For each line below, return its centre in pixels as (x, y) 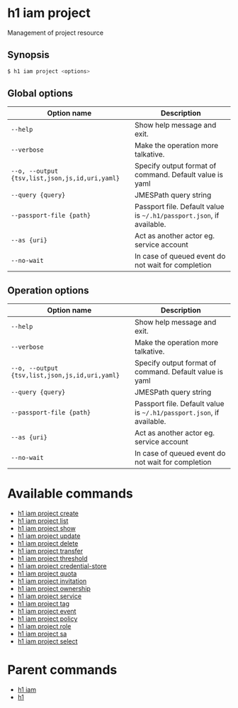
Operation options (48, 290)
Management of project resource (56, 33)
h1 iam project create (48, 513)
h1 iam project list (43, 521)
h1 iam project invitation (52, 581)
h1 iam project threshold (52, 558)
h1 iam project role (44, 626)
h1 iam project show (46, 529)
